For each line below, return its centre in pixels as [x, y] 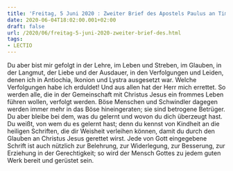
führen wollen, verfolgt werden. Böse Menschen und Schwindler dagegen [113, 102]
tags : [15, 39]
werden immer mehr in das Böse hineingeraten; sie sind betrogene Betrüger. [116, 109]
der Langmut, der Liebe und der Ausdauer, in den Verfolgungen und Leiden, [115, 72]
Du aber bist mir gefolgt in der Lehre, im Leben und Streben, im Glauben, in [114, 65]
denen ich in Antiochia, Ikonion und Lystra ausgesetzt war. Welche [102, 80]
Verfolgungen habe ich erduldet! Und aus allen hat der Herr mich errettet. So [116, 87]
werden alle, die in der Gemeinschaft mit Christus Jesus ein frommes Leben [115, 94]
